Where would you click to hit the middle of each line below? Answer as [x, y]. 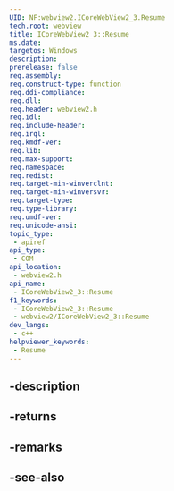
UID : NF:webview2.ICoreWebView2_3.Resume [87, 17]
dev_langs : [29, 326]
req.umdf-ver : [36, 217]
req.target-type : [41, 201]
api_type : [28, 250]
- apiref [29, 242]
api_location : [36, 267]
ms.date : [25, 42]
